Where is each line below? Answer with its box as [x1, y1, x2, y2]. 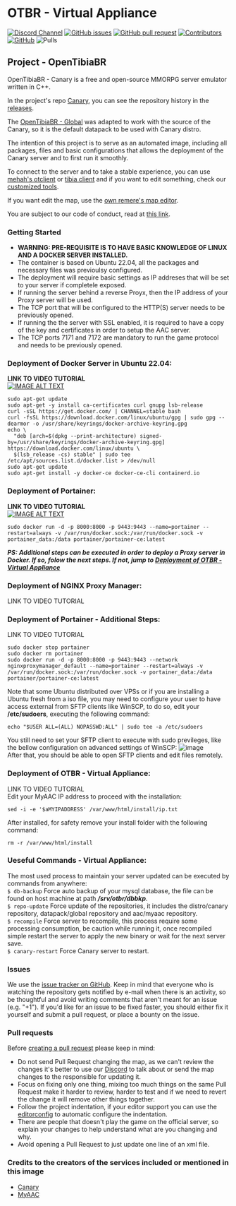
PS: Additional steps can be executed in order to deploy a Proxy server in [7, 548, 225, 556]
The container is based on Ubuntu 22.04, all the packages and [17, 258, 199, 267]
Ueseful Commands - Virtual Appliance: [7, 856, 147, 866]
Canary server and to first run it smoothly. [7, 153, 129, 162]
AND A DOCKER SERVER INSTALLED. [17, 251, 128, 259]
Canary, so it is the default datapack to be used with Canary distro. [7, 125, 201, 133]
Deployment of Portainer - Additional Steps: [7, 614, 161, 624]
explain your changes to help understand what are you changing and [17, 1125, 218, 1134]
